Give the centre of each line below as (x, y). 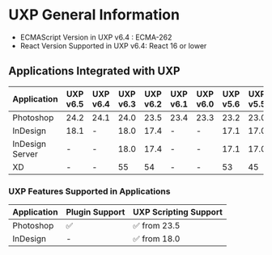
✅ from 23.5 (157, 226)
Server (25, 153)
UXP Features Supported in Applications (89, 191)
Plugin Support (96, 212)
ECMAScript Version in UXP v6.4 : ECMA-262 (96, 37)
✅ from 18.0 (157, 239)
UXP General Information (94, 15)
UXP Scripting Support (178, 212)
